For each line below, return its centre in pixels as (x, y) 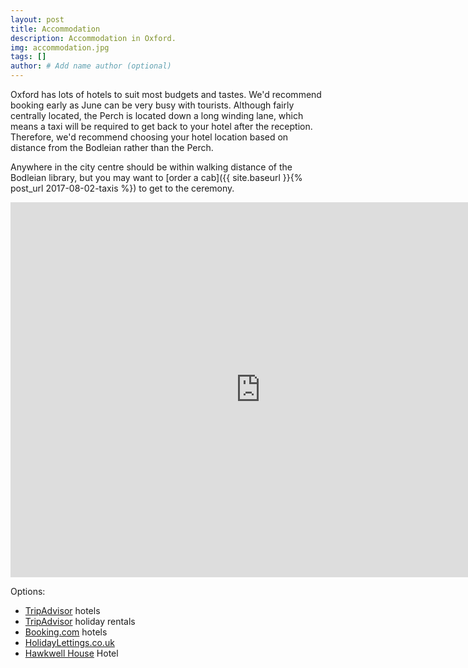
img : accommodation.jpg (60, 47)
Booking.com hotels (66, 632)
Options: (28, 591)
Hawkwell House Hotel (71, 653)
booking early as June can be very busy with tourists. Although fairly (152, 105)
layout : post (37, 19)
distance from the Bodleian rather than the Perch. (112, 147)
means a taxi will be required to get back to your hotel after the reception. (161, 126)
